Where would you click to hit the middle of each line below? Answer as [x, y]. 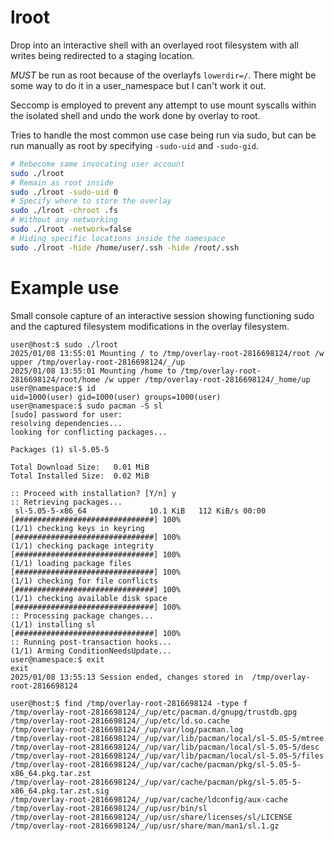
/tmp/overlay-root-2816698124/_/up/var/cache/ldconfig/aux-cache [149, 799]
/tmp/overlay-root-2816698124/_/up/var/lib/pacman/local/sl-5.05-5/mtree [167, 738]
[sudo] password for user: [66, 414]
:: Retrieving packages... [66, 502]
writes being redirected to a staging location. [102, 55]
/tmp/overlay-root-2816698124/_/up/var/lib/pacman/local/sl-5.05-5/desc [165, 747]
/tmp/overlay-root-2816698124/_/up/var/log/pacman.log [127, 729]
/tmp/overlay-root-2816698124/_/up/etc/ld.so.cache [120, 721]
